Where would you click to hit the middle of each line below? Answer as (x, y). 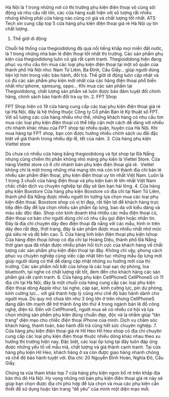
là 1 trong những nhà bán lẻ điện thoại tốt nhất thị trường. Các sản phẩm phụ (84, 54)
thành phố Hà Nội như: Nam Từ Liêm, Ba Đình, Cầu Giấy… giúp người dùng (82, 70)
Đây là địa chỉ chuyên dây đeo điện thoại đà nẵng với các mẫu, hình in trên (83, 224)
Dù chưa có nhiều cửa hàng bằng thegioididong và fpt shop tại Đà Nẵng (80, 154)
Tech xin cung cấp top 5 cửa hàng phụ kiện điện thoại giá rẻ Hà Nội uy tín (81, 23)
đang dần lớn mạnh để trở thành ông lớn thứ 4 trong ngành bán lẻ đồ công (82, 304)
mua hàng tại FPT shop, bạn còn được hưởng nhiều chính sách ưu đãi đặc (82, 133)
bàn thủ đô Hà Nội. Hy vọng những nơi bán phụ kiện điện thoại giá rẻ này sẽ (84, 378)
